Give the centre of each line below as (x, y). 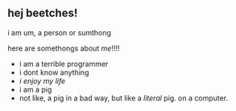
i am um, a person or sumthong (60, 32)
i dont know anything (54, 72)
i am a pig (35, 89)
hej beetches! (43, 13)
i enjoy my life (42, 80)
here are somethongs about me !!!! (64, 48)
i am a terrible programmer (64, 64)
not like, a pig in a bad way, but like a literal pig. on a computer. (124, 98)
